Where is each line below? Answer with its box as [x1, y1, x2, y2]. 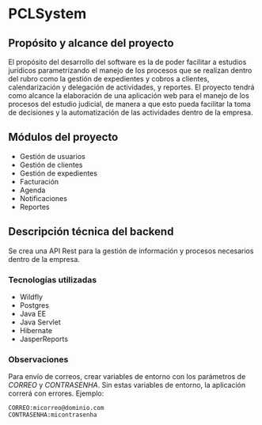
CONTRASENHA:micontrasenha [8, 411, 97, 419]
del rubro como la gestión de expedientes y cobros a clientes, [8, 74, 210, 83]
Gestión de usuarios [19, 151, 85, 161]
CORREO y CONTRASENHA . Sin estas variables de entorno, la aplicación [8, 381, 246, 390]
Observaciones [8, 354, 69, 365]
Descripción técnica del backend [8, 225, 174, 238]
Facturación [19, 176, 59, 186]
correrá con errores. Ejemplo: [8, 389, 104, 398]
